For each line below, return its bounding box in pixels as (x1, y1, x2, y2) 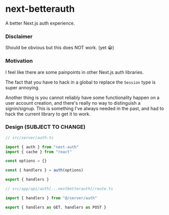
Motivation (5, 57, 33, 65)
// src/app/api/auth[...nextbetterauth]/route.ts (5, 186, 114, 191)
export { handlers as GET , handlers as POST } (5, 205, 107, 210)
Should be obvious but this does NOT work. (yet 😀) (5, 45, 114, 51)
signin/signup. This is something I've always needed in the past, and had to (5, 105, 164, 111)
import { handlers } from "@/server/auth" (5, 196, 97, 201)
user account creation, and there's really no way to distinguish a (5, 100, 141, 106)
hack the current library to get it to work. (5, 111, 91, 117)
